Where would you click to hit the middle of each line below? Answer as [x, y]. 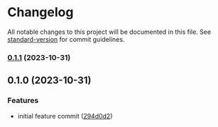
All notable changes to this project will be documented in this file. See [109, 32]
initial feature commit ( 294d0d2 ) [65, 116]
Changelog [40, 12]
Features [23, 101]
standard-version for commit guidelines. [66, 39]
